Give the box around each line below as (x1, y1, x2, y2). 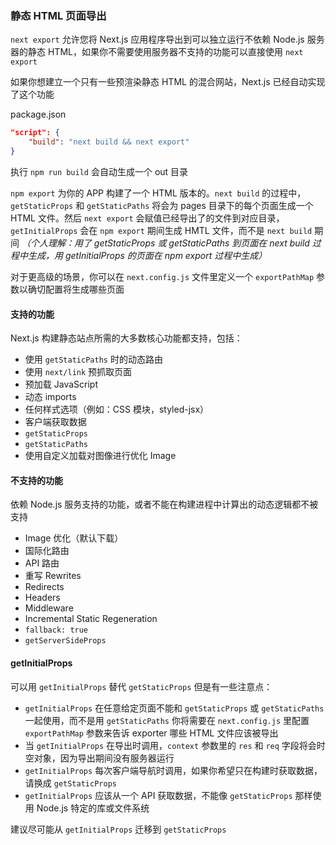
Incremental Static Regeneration (24, 613, 158, 625)
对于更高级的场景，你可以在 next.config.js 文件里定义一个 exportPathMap (10, 270, 315, 282)
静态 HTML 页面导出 (10, 8, 107, 22)
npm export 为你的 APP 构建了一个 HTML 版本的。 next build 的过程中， (10, 187, 307, 199)
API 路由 (24, 557, 60, 569)
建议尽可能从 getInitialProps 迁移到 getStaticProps (10, 823, 227, 835)
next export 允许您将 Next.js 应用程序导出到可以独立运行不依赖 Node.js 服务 (10, 33, 325, 46)
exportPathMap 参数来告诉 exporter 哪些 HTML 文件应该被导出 (24, 727, 279, 739)
